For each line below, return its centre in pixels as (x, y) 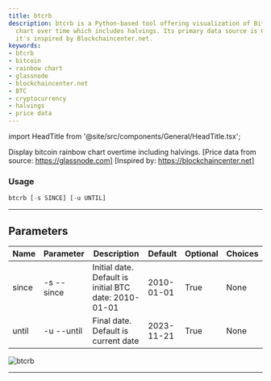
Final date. (112, 320)
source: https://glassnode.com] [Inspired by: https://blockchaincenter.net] (131, 161)
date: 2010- (116, 297)
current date (116, 341)
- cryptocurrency (38, 98)
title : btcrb (30, 16)
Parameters (38, 231)
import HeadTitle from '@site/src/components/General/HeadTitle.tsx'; (125, 136)
